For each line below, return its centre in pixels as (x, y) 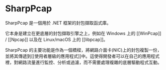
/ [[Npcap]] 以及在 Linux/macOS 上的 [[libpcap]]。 (57, 39)
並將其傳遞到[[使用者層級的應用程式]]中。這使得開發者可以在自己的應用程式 (83, 56)
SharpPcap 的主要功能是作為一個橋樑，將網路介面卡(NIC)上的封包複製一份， (83, 50)
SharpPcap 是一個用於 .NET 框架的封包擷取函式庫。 (58, 23)
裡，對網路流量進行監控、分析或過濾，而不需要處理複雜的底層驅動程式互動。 (83, 62)
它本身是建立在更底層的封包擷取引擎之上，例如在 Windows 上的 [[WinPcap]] (83, 33)
